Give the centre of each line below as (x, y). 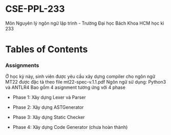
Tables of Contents (47, 50)
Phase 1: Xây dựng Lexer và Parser (49, 98)
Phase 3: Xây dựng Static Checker (49, 117)
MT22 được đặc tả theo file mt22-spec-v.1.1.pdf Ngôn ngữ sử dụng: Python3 (86, 82)
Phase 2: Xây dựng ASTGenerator (48, 107)
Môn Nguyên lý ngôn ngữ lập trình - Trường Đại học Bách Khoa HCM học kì (85, 23)
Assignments (22, 66)
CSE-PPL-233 (35, 9)
